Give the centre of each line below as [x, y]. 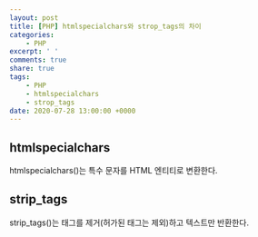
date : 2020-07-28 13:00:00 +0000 [73, 111]
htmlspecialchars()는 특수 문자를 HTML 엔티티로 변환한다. [114, 171]
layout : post [34, 18]
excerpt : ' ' [34, 52]
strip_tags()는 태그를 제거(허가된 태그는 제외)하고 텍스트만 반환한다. [129, 222]
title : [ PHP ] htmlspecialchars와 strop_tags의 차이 [105, 26]
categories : [32, 35]
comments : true [38, 60]
